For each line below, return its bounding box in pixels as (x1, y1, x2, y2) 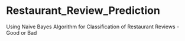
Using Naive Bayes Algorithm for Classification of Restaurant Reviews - (6, 23, 180, 30)
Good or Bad (6, 29, 37, 36)
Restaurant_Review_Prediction (6, 4, 161, 17)
